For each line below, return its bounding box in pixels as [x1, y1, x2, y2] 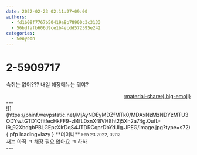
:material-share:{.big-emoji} [124, 92, 191, 99]
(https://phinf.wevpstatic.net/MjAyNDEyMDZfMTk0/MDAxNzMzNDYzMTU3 [6, 111, 189, 118]
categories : [6, 30, 35, 36]
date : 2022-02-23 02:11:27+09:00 [6, 8, 88, 15]
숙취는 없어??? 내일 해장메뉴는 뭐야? [6, 81, 89, 88]
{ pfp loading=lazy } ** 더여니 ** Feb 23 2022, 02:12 [6, 130, 121, 137]
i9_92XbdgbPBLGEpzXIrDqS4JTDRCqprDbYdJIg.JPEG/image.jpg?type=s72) [6, 123, 191, 130]
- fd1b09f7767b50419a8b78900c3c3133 [11, 19, 101, 25]
